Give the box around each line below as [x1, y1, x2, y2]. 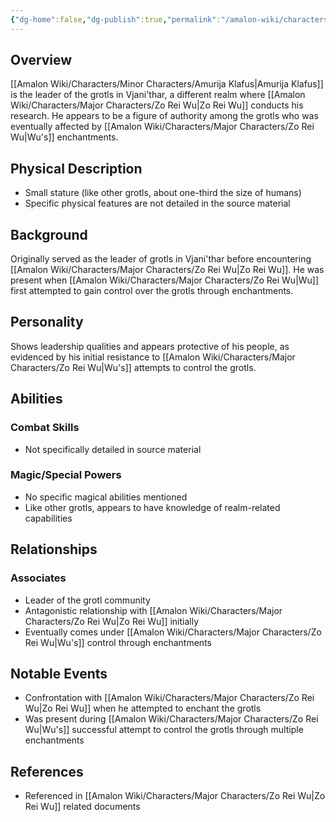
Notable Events [10, 665, 108, 682]
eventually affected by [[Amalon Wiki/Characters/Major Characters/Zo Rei [10, 121, 315, 133]
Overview [10, 52, 73, 69]
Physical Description [10, 160, 143, 177]
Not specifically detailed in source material [24, 443, 202, 455]
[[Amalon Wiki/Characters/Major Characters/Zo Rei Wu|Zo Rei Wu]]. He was [10, 264, 325, 276]
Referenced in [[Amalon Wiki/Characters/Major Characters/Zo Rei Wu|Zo [24, 790, 326, 802]
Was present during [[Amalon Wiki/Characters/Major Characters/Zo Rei [24, 713, 319, 725]
